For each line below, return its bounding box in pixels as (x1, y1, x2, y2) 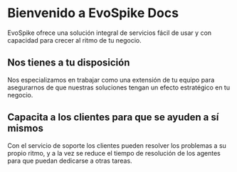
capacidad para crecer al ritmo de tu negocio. (7, 36, 142, 44)
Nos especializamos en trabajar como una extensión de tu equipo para (7, 75, 215, 84)
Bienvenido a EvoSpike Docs (7, 5, 179, 21)
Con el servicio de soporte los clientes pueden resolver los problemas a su (7, 141, 226, 150)
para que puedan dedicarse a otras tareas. (7, 156, 133, 165)
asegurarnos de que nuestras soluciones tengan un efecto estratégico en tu (7, 83, 230, 92)
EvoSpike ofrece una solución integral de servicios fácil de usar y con (7, 28, 212, 37)
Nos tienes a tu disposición (7, 57, 130, 69)
